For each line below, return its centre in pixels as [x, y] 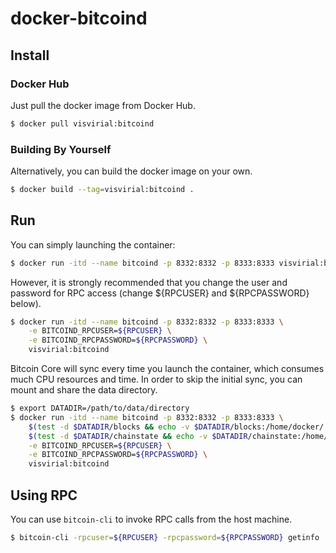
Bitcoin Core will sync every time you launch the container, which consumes [167, 369]
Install [30, 55]
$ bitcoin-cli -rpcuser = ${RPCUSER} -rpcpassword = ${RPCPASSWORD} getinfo [165, 538]
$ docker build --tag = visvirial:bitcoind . [102, 190]
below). [26, 303]
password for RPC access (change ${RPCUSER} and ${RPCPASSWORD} [160, 293]
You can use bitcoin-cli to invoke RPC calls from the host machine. [151, 519]
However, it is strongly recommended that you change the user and [149, 282]
